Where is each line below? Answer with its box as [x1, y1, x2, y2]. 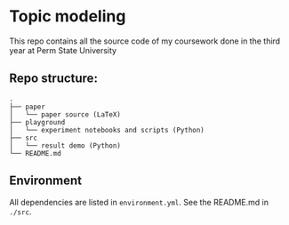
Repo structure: [9, 71, 98, 86]
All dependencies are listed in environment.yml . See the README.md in [9, 197, 269, 207]
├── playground [9, 117, 66, 126]
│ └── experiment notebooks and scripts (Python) [9, 125, 205, 134]
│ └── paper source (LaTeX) [9, 109, 122, 119]
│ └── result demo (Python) [9, 141, 122, 150]
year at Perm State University [9, 44, 117, 55]
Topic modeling [9, 6, 126, 27]
